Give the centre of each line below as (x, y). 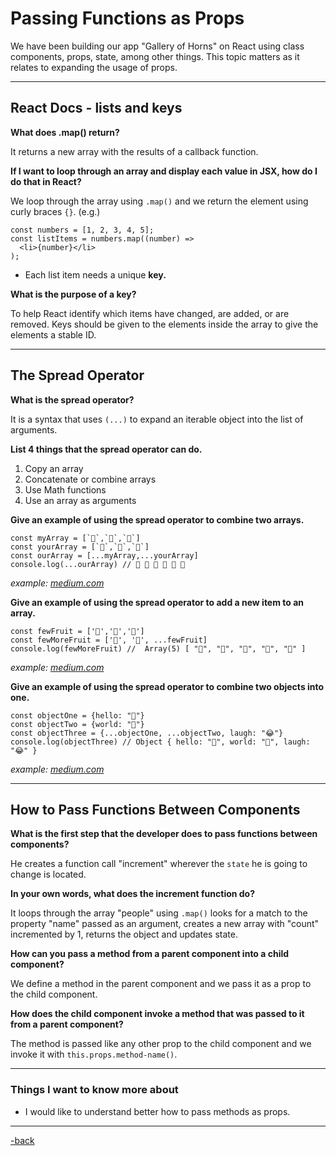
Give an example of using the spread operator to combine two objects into (167, 686)
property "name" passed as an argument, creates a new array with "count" (165, 924)
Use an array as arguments (80, 500)
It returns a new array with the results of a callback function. (134, 151)
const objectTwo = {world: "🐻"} (77, 724)
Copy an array (54, 468)
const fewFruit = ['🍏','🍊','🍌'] (77, 631)
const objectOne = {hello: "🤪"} (77, 715)
